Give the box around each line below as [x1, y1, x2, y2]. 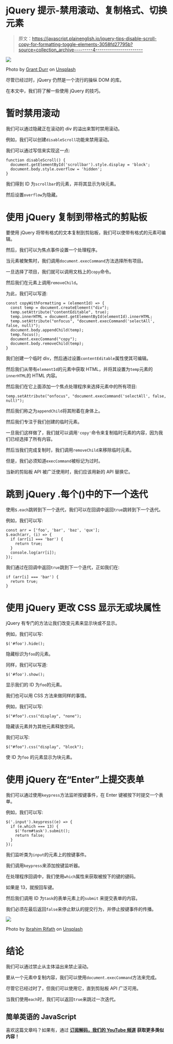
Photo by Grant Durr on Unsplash [6, 66, 76, 72]
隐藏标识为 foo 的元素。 [6, 651, 53, 657]
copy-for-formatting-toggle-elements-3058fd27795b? [18, 41, 133, 47]
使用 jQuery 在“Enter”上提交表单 [6, 774, 145, 785]
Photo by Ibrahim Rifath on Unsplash [6, 925, 83, 932]
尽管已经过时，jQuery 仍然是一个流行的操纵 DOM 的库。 [6, 76, 124, 83]
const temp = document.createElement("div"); [10, 305, 110, 310]
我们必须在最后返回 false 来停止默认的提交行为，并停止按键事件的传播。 [6, 906, 157, 912]
